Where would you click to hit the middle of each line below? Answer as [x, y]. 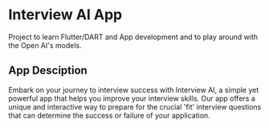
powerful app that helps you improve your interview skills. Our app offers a [132, 98]
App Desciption [48, 71]
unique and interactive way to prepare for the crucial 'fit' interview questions [135, 106]
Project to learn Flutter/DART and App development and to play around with [133, 37]
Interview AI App [65, 15]
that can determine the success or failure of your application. [109, 115]
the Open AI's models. [45, 45]
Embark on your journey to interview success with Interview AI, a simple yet [134, 90]
